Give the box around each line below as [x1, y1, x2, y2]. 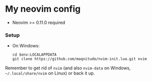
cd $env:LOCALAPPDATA [12, 52, 57, 57]
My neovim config [5, 3, 81, 15]
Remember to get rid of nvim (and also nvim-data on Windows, [5, 65, 131, 71]
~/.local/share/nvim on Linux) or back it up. [5, 70, 95, 76]
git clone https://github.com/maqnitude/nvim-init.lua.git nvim [12, 57, 147, 61]
